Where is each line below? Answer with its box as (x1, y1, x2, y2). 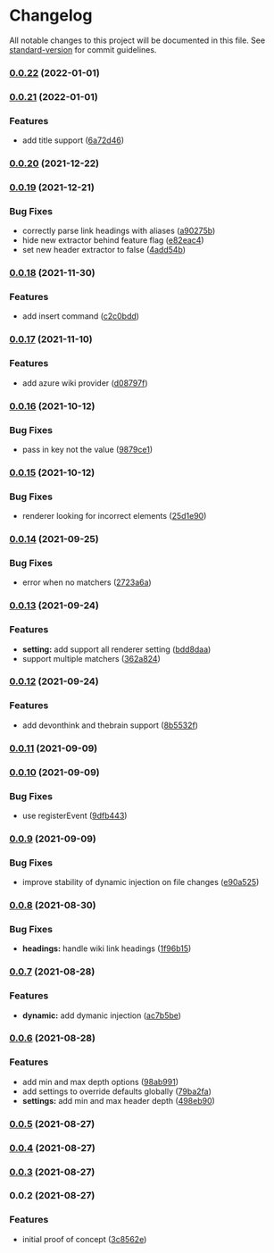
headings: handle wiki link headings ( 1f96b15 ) (21, 943, 192, 954)
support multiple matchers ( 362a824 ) (21, 653, 161, 664)
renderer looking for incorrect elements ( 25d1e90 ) (21, 511, 207, 522)
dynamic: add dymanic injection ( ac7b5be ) (21, 1010, 181, 1021)
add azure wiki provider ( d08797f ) (21, 377, 148, 388)
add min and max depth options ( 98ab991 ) (21, 1076, 179, 1087)
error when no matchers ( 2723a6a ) (21, 577, 152, 588)
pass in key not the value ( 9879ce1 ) (21, 444, 154, 455)
